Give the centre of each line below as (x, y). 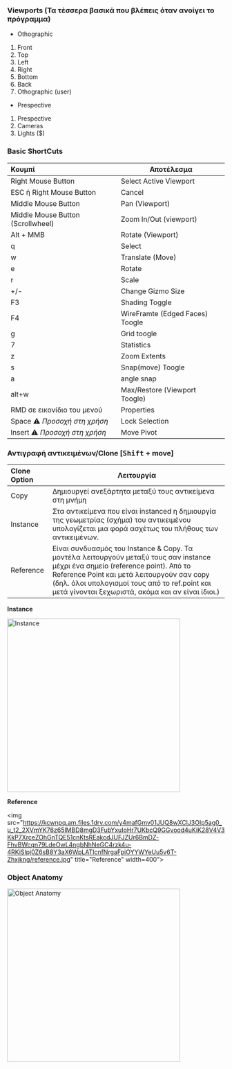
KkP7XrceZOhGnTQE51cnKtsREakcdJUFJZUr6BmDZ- (83, 837)
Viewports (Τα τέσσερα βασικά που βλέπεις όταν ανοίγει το (111, 10)
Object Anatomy (35, 877)
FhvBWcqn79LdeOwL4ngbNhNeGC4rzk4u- (69, 844)
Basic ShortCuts (35, 151)
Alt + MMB (28, 234)
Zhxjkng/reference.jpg (39, 859)
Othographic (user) (44, 92)
